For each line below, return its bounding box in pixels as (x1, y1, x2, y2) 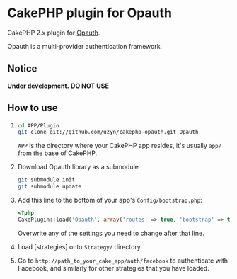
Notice (7, 62, 37, 75)
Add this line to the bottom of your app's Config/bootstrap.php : (17, 196, 203, 205)
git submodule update (17, 183, 81, 190)
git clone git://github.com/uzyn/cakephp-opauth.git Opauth (17, 129, 199, 136)
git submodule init (17, 176, 76, 183)
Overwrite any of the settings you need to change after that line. (17, 229, 204, 237)
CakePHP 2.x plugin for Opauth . (7, 28, 100, 37)
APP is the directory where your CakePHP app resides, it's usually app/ (17, 142, 222, 150)
